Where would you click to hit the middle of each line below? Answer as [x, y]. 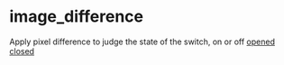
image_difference [77, 17]
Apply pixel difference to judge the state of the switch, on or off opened [142, 42]
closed [22, 51]
